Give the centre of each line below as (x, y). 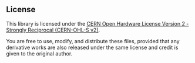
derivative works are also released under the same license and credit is (92, 47)
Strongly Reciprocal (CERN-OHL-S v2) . (53, 30)
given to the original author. (39, 53)
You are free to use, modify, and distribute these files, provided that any (93, 41)
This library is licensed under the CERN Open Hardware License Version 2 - (97, 23)
